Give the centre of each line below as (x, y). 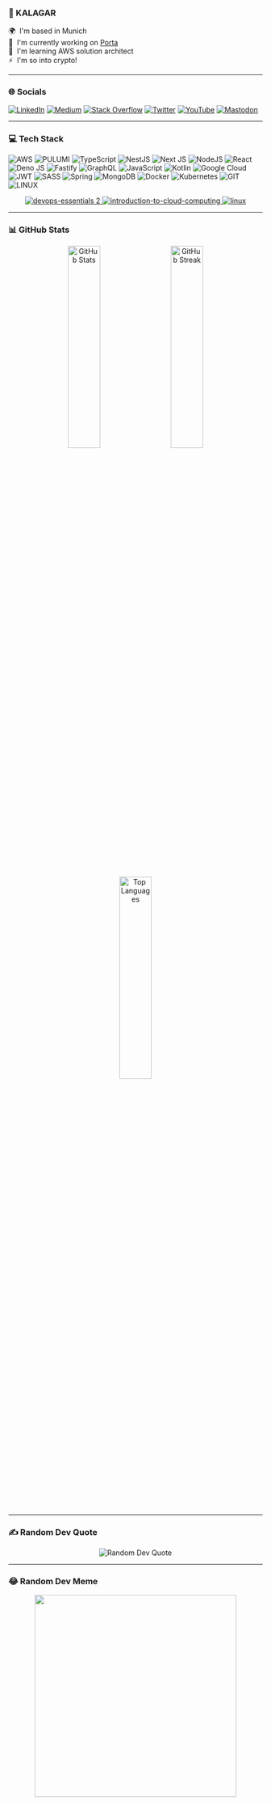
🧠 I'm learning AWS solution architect (71, 51)
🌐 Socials (27, 92)
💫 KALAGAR (32, 13)
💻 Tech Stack (36, 138)
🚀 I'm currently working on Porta (63, 43)
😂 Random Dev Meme (53, 1582)
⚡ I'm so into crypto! (43, 61)
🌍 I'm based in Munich (48, 31)
